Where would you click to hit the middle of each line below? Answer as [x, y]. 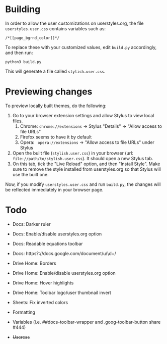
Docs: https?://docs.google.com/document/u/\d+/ [64, 253]
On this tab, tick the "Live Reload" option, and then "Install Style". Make [86, 164]
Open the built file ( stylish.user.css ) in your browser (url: [73, 153]
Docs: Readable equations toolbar [48, 243]
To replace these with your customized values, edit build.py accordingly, [81, 47]
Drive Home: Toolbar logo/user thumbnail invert [62, 292]
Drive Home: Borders [34, 263]
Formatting [24, 312]
